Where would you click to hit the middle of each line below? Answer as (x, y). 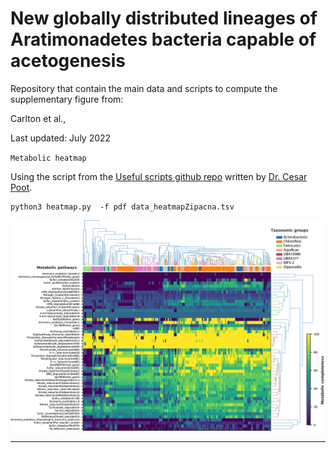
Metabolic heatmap (48, 158)
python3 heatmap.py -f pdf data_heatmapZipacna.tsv (122, 207)
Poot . (21, 187)
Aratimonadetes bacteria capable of (163, 39)
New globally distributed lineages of (164, 18)
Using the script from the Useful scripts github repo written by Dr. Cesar (159, 176)
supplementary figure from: (67, 99)
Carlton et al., (38, 118)
